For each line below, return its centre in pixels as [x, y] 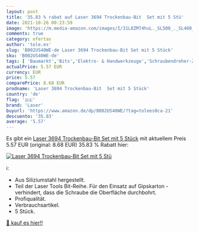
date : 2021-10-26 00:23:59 [39, 22]
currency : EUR [24, 72]
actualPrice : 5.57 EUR [34, 67]
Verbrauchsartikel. [37, 205]
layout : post [22, 12]
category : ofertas [29, 39]
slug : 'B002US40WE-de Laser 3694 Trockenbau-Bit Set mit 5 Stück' [90, 50]
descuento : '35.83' [30, 116]
